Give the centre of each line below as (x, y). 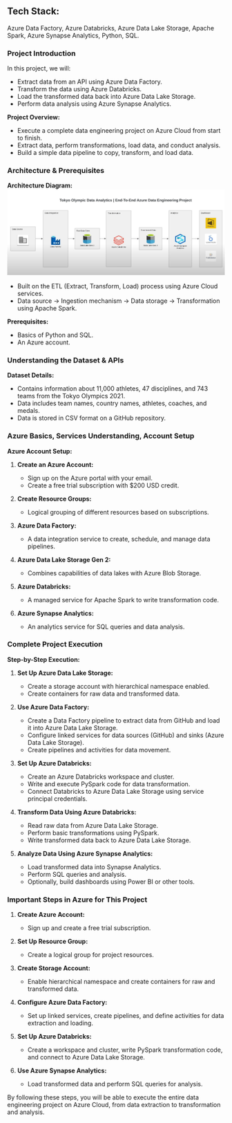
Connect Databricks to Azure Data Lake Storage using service (116, 791)
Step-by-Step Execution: (44, 659)
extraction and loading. (60, 1023)
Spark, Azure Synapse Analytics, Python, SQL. (73, 35)
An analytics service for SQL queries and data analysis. (106, 627)
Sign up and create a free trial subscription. (89, 928)
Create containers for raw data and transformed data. (104, 694)
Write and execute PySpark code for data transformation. (109, 783)
